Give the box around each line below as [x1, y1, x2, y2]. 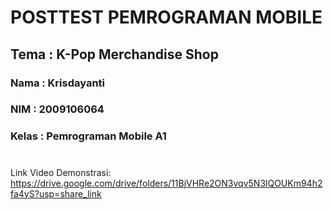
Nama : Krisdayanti [10, 76, 106, 90]
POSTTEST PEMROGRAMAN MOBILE [10, 6, 323, 29]
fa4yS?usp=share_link [10, 187, 102, 200]
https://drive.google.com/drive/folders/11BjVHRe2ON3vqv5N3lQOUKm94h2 [10, 177, 323, 189]
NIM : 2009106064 [10, 102, 105, 116]
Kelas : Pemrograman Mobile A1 [10, 129, 167, 143]
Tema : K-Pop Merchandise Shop [10, 46, 219, 63]
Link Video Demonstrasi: [10, 166, 112, 178]
